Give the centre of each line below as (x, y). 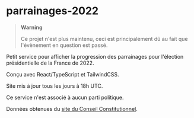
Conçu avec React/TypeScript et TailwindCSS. (63, 74)
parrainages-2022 (53, 11)
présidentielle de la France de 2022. (50, 63)
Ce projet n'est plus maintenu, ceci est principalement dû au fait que (104, 39)
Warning (31, 27)
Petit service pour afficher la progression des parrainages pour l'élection (95, 56)
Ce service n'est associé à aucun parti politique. (65, 97)
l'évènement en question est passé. (64, 45)
